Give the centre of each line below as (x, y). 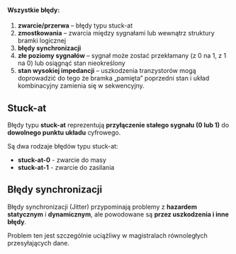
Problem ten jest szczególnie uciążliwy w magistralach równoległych (107, 235)
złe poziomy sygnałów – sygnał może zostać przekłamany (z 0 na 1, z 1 (122, 56)
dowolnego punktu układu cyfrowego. (64, 133)
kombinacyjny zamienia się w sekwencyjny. (81, 86)
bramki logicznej (41, 41)
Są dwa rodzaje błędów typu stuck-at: (63, 146)
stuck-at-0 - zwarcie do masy (62, 160)
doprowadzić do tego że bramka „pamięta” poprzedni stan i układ (113, 79)
